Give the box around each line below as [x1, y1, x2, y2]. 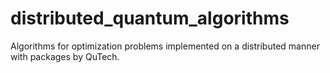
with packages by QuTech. [10, 50, 120, 62]
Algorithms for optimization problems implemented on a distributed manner [10, 40, 320, 52]
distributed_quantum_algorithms [10, 7, 290, 30]
